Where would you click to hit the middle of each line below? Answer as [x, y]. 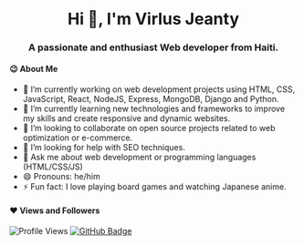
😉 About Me [34, 69]
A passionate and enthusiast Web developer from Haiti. [153, 47]
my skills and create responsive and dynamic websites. [126, 118]
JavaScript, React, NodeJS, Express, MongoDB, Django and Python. [151, 98]
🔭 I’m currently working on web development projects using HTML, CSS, [158, 89]
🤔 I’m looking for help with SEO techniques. [104, 147]
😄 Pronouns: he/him [61, 176]
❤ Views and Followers [55, 210]
